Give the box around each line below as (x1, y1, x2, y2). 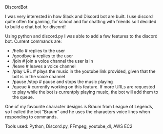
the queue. (12, 94, 34, 100)
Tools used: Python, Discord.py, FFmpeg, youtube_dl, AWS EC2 (5, 123, 133, 129)
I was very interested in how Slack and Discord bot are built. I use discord (5, 14, 153, 19)
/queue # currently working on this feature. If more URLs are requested (12, 84, 155, 89)
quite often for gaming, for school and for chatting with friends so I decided (5, 19, 157, 24)
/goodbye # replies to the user (12, 53, 73, 59)
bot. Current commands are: (5, 38, 62, 44)
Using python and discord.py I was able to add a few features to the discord (5, 33, 158, 39)
